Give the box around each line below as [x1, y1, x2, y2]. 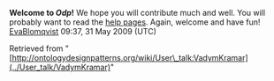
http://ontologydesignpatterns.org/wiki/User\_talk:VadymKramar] [11, 53, 249, 63]
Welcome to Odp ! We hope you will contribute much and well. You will [9, 8, 266, 18]
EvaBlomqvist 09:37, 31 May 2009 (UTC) [9, 26, 157, 36]
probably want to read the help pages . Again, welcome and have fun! [9, 17, 261, 27]
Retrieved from [9, 43, 64, 54]
